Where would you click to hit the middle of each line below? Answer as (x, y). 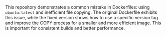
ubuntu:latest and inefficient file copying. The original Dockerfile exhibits (81, 12)
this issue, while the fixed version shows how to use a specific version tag (81, 18)
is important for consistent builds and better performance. (65, 28)
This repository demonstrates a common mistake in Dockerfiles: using (77, 7)
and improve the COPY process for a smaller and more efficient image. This (83, 23)
